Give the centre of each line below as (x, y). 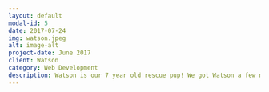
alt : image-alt (34, 46)
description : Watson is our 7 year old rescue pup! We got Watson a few (132, 75)
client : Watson (34, 61)
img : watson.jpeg (37, 38)
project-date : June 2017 (50, 53)
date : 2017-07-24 (37, 30)
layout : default (35, 16)
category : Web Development (53, 68)
